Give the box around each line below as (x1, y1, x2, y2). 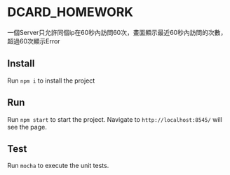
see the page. (7, 122, 47, 131)
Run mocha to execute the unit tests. (7, 162, 109, 170)
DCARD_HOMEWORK (7, 4, 133, 20)
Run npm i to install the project (7, 76, 95, 85)
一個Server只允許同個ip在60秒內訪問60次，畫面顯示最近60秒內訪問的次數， (7, 28, 227, 36)
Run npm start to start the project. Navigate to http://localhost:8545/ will (7, 115, 222, 123)
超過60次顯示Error (7, 36, 61, 45)
